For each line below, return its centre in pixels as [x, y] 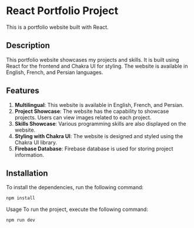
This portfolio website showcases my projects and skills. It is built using [93, 59]
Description [28, 46]
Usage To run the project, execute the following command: [77, 209]
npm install [21, 198]
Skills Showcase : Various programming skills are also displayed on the [100, 123]
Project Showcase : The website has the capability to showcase [92, 111]
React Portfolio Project [62, 11]
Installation [27, 173]
